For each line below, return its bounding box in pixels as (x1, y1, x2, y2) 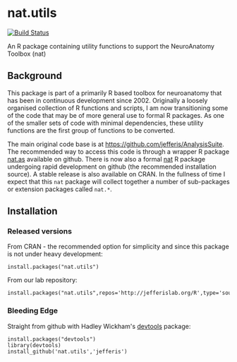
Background (7, 70, 62, 82)
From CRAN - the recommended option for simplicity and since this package (7, 242, 229, 251)
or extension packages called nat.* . (7, 185, 113, 193)
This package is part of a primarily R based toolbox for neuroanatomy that (7, 88, 222, 97)
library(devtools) (7, 342, 61, 349)
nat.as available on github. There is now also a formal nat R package (7, 155, 206, 163)
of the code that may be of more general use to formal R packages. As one (7, 111, 224, 119)
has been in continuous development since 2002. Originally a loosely (7, 96, 208, 104)
